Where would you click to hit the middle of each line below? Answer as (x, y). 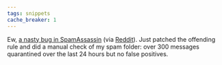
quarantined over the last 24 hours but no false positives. (88, 54)
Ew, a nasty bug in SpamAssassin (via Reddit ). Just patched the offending (111, 39)
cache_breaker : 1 (32, 20)
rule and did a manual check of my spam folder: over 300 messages (103, 47)
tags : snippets (29, 13)
